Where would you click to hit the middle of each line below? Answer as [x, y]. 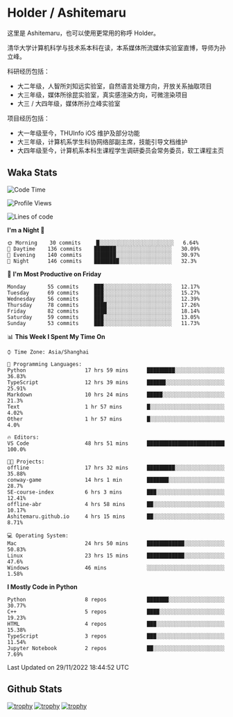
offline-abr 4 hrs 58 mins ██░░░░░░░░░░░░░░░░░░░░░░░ [116, 504]
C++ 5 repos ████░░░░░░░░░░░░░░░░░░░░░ [116, 612]
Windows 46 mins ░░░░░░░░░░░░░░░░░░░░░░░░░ [116, 568]
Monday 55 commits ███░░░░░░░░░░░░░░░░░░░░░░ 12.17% [103, 287]
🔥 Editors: [23, 437]
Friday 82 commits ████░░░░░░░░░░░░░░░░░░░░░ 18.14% [103, 311]
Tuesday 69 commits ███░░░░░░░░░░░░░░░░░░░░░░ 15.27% [103, 293]
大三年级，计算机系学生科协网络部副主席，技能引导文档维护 [102, 141]
